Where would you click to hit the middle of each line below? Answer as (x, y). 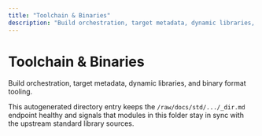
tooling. (20, 92)
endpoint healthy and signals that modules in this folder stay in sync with (126, 116)
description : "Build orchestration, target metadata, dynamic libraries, (132, 23)
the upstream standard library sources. (71, 123)
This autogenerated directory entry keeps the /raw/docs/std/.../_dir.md (127, 107)
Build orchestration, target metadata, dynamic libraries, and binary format (127, 83)
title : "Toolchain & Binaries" (59, 15)
